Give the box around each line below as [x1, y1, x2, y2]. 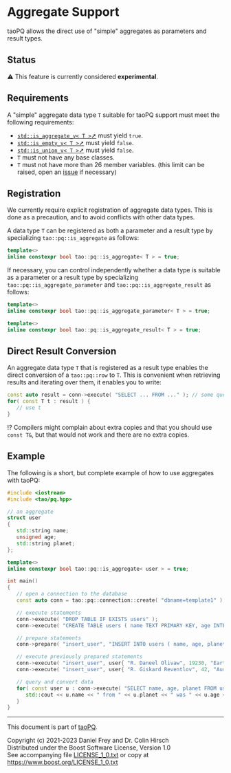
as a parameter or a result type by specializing [7, 273, 139, 282]
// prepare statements [16, 634, 81, 642]
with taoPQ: [7, 476, 41, 484]
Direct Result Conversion [7, 345, 117, 358]
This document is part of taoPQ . [7, 723, 98, 731]
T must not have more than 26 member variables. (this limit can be [16, 160, 205, 168]
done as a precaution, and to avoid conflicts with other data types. [7, 213, 195, 221]
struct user [7, 514, 41, 521]
